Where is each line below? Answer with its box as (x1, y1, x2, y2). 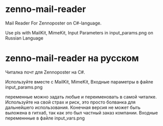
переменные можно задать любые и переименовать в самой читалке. (5, 93, 157, 99)
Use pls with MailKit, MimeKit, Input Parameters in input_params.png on (5, 29, 153, 35)
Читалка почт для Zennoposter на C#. (5, 69, 85, 75)
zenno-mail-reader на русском (5, 52, 139, 64)
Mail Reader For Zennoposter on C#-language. (5, 20, 102, 26)
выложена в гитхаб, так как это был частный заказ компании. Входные (5, 109, 158, 115)
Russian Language (5, 35, 44, 41)
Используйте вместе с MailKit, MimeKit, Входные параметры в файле (5, 78, 153, 84)
